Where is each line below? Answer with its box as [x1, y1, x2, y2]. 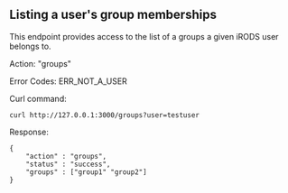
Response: [9, 126, 50, 137]
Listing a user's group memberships [9, 7, 217, 23]
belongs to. [9, 41, 51, 51]
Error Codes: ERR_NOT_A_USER [9, 76, 128, 87]
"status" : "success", [25, 160, 111, 169]
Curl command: [9, 93, 67, 104]
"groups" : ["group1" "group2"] [25, 167, 147, 177]
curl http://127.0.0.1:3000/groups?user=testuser [9, 110, 200, 120]
